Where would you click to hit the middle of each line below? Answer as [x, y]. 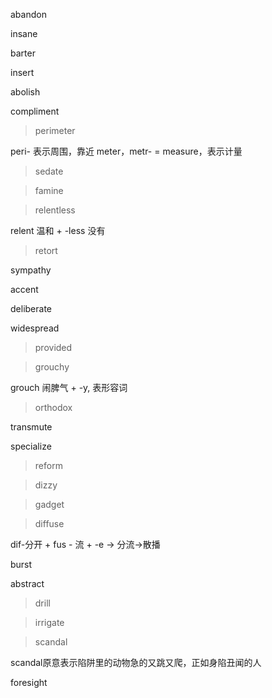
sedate [49, 171]
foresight [29, 682]
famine [49, 190]
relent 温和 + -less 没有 [58, 230]
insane [24, 33]
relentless [55, 210]
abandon [28, 14]
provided [53, 347]
